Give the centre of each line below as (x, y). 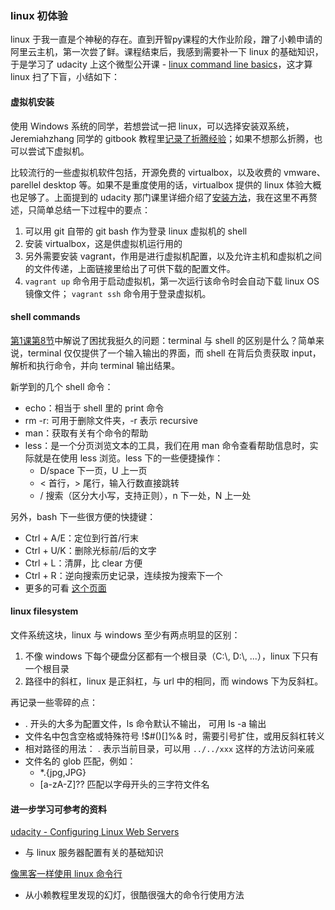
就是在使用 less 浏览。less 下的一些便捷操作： (128, 458)
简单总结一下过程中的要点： (93, 209)
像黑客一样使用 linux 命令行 (66, 874)
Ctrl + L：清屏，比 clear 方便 (83, 563)
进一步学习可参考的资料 (58, 809)
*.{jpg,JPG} (63, 772)
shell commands (45, 317)
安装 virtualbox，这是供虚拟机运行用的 (103, 243)
